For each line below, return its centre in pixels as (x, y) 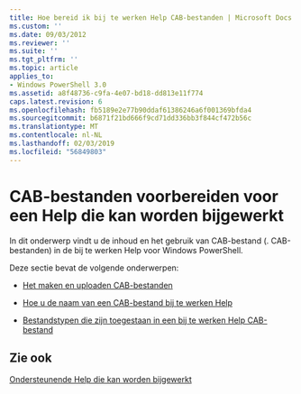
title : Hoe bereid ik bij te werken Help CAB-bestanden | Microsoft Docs (151, 18)
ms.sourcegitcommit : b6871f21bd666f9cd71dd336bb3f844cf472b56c (131, 118)
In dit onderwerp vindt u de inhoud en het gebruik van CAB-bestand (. (139, 241)
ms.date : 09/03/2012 (48, 34)
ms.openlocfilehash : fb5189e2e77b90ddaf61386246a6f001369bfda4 (131, 110)
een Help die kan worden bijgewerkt (146, 215)
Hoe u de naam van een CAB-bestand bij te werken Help (127, 302)
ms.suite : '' (34, 51)
